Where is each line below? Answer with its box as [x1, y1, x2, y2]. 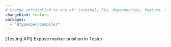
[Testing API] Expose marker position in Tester [5, 36, 103, 42]
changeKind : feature [5, 12, 49, 17]
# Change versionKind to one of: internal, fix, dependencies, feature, [5, 7, 163, 13]
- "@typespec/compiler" [10, 21, 60, 27]
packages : [5, 17, 26, 22]
